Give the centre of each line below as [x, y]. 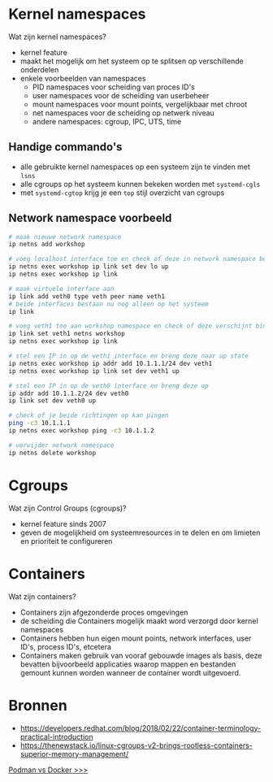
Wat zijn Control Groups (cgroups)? [67, 508]
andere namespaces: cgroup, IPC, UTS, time [107, 121]
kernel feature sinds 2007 [63, 524]
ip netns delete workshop [52, 453]
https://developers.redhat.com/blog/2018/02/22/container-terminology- [141, 728]
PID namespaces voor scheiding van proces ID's [113, 87]
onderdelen [39, 69]
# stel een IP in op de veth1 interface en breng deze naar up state [129, 356]
